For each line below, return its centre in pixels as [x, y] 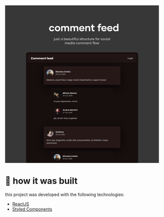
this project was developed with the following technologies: [65, 194]
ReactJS [20, 204]
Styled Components [32, 209]
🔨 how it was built [41, 181]
